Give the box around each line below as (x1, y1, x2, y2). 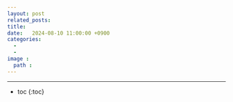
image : (7, 56, 30, 62)
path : (13, 62, 33, 69)
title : (7, 23, 26, 30)
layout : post (7, 10, 45, 17)
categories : (7, 36, 42, 43)
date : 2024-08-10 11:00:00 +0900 (7, 29, 110, 37)
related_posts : (7, 17, 51, 24)
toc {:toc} (17, 87, 45, 96)
